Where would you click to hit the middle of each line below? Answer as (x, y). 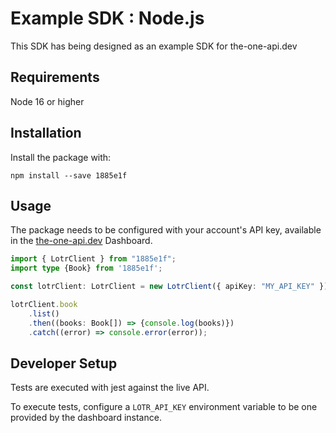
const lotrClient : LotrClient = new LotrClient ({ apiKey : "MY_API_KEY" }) (169, 287)
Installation (46, 133)
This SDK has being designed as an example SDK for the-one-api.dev (154, 46)
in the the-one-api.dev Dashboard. (81, 241)
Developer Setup (64, 363)
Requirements (55, 77)
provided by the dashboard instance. (86, 418)
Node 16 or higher (47, 101)
